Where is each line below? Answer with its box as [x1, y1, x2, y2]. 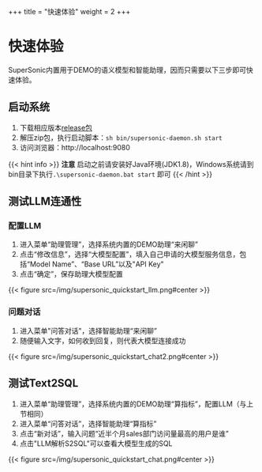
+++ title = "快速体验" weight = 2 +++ [8, 7, 131, 16]
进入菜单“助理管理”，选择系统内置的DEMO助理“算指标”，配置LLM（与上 [19, 398, 254, 409]
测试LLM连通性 [8, 194, 82, 208]
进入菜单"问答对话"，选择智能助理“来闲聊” [19, 326, 158, 335]
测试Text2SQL [8, 376, 79, 390]
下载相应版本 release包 [19, 123, 93, 132]
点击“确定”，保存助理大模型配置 [19, 270, 124, 279]
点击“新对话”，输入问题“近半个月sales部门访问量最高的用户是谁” [19, 429, 229, 438]
